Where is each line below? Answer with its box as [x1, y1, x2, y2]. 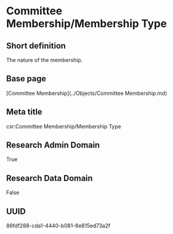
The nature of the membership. [6, 57, 83, 63]
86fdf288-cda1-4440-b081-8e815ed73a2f [6, 222, 110, 229]
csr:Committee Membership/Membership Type [6, 122, 121, 130]
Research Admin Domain [6, 140, 100, 150]
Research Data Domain [6, 173, 93, 183]
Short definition [6, 41, 66, 51]
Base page [6, 73, 47, 84]
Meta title [6, 107, 43, 117]
